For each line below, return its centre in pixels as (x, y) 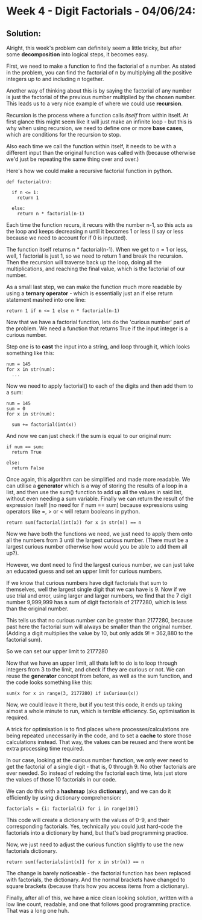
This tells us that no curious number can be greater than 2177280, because (99, 620)
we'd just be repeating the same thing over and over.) (73, 159)
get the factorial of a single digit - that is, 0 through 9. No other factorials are (101, 767)
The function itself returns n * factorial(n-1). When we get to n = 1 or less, (97, 250)
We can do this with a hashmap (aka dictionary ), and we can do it (89, 791)
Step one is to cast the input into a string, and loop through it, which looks (98, 347)
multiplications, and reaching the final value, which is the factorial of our (96, 269)
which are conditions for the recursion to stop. (64, 135)
